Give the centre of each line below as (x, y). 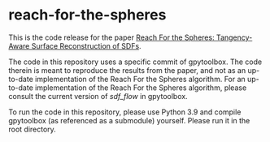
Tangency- (234, 37)
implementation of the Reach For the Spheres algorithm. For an (140, 79)
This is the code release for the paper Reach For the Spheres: (111, 37)
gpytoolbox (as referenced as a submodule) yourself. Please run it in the (129, 120)
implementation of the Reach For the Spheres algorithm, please (141, 88)
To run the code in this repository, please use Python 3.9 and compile (125, 112)
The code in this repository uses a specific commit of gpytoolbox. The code (135, 62)
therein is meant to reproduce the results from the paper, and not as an (127, 70)
